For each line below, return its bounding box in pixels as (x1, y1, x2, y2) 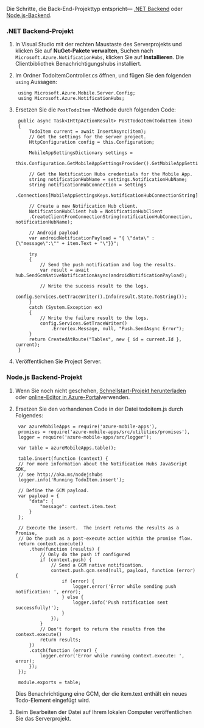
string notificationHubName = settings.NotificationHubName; (29, 177, 188, 183)
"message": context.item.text (40, 503, 117, 509)
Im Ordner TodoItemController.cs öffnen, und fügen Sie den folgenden (15, 72, 192, 79)
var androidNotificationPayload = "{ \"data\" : (29, 235, 155, 241)
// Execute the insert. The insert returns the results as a (18, 525, 180, 531)
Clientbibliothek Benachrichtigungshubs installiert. (15, 60, 142, 68)
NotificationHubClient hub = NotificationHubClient (29, 208, 163, 215)
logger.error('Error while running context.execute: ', (40, 652, 185, 659)
